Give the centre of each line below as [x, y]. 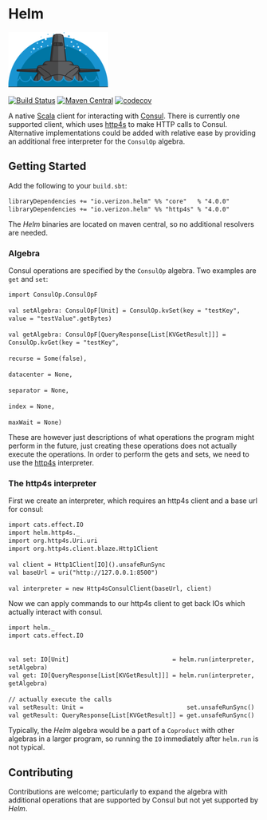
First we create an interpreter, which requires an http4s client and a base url [133, 501]
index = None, [32, 407]
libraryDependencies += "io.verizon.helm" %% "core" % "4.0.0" [119, 201]
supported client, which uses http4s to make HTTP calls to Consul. [118, 124]
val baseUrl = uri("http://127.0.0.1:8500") [83, 573]
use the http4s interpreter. [51, 463]
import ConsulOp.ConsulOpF [53, 295]
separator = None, [39, 391]
